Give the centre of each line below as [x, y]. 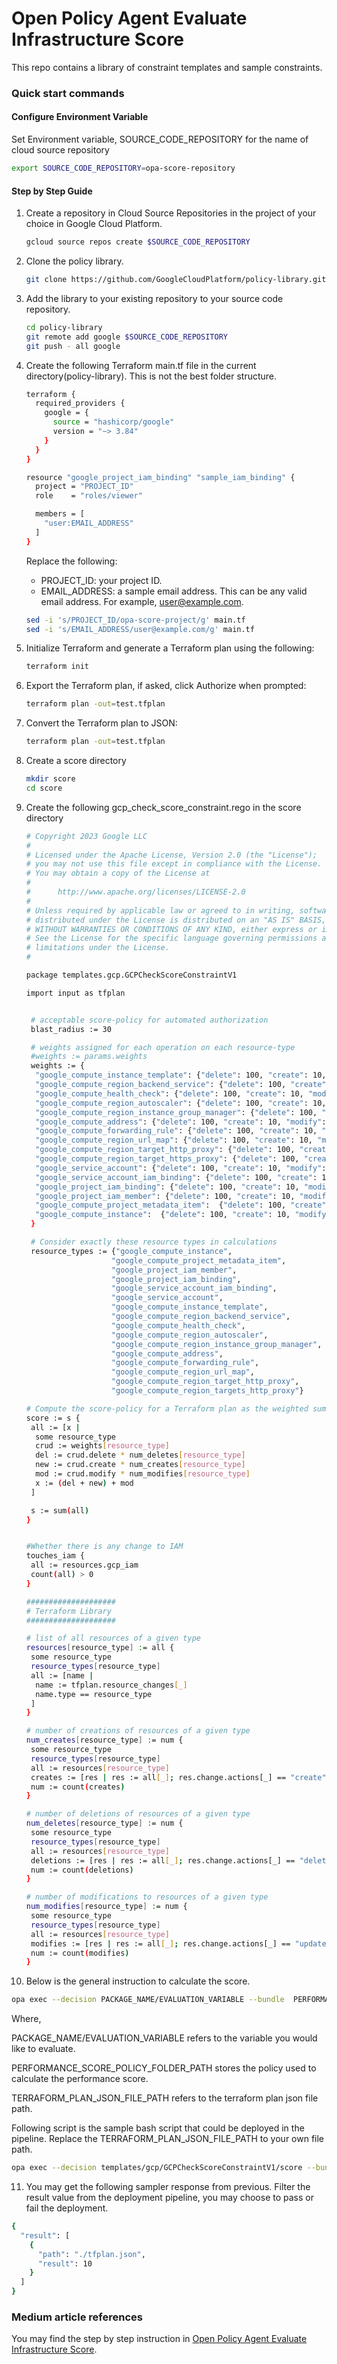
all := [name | [62, 1675]
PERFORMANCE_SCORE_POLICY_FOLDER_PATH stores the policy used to [164, 2068]
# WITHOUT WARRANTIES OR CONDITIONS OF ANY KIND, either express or [171, 929]
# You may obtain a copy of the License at [118, 873]
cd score [44, 788]
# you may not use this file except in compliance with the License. [174, 864]
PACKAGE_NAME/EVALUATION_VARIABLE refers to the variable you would [164, 2038]
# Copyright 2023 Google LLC [86, 836]
